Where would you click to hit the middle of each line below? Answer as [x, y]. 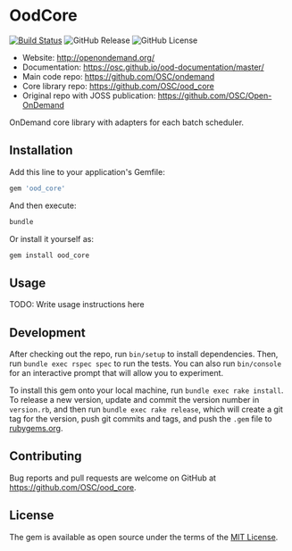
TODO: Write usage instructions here [77, 305]
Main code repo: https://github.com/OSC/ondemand [118, 76]
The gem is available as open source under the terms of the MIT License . [144, 537]
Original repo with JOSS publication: [89, 96]
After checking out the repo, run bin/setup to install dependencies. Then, [144, 354]
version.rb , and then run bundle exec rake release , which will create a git [146, 409]
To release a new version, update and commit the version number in [134, 400]
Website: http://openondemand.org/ [88, 57]
